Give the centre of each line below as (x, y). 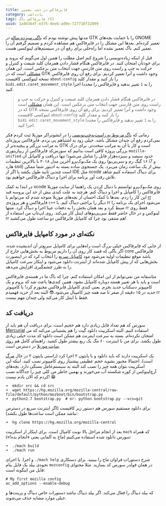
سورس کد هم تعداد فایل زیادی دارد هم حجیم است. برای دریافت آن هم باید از (75, 325)
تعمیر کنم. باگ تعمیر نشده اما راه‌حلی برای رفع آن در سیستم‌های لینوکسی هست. (79, 48)
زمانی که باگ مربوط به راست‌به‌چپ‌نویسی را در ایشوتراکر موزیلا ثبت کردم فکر (78, 135)
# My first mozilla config (33, 479)
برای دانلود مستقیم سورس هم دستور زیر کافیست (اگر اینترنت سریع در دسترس (78, 408)
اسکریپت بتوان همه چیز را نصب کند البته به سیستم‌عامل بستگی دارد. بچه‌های (75, 366)
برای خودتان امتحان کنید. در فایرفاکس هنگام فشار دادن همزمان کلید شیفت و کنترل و (83, 63)
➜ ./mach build (22, 446)
